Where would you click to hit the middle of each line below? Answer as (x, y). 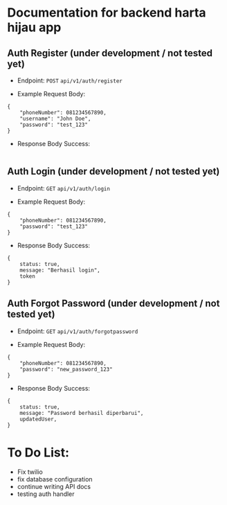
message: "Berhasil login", (60, 270)
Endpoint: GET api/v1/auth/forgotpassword (78, 331)
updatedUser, (38, 419)
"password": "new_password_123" (66, 369)
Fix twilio (30, 472)
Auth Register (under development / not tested (110, 53)
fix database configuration (55, 479)
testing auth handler (46, 494)
